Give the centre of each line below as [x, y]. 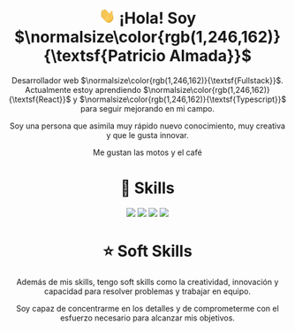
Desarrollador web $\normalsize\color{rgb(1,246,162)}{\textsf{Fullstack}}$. [147, 81]
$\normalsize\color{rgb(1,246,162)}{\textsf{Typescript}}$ [183, 99]
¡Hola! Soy [157, 18]
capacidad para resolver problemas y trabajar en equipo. [147, 291]
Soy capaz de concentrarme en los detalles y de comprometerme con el [147, 308]
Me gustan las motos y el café [147, 152]
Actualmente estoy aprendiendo [83, 90]
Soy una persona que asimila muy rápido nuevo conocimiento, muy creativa [147, 126]
